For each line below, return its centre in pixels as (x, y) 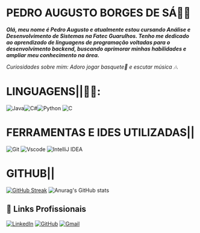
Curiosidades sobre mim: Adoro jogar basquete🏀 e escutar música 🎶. (92, 67)
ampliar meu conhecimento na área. (53, 55)
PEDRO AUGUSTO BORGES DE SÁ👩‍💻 (98, 13)
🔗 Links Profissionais (46, 209)
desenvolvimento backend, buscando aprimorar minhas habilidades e (96, 49)
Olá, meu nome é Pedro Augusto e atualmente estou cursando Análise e (98, 30)
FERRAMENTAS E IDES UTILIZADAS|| (100, 133)
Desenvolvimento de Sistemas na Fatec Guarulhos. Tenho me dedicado (98, 36)
